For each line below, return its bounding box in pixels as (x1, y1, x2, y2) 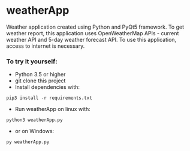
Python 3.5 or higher (14, 71, 66, 78)
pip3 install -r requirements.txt (6, 95, 93, 101)
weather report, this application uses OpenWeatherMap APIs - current (6, 29, 179, 36)
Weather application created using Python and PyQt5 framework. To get (6, 23, 185, 30)
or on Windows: (14, 128, 55, 135)
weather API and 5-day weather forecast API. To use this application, (6, 36, 177, 43)
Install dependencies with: (14, 84, 80, 91)
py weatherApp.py (6, 139, 50, 145)
